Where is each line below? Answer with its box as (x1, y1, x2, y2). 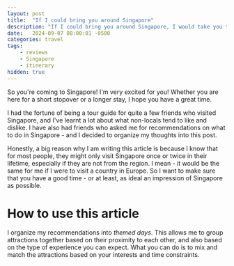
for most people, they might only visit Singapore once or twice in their (7, 151, 208, 160)
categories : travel (7, 36, 64, 43)
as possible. (7, 181, 42, 189)
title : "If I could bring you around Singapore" (7, 17, 155, 24)
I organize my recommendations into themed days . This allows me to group (7, 228, 224, 237)
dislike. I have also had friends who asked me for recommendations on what (7, 123, 226, 132)
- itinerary (19, 62, 54, 69)
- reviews (19, 49, 49, 56)
